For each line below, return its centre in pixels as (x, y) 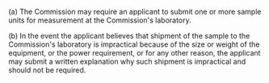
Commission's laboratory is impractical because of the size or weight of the (134, 44)
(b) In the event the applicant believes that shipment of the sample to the (129, 36)
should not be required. (47, 70)
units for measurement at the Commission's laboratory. (100, 20)
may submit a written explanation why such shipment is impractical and (127, 61)
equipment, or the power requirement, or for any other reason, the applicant (134, 53)
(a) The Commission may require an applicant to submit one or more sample (135, 12)
